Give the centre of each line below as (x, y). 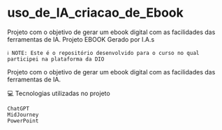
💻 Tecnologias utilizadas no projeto (59, 93)
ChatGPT (18, 108)
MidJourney (23, 115)
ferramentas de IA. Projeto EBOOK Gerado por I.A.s (81, 39)
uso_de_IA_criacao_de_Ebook (95, 13)
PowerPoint (23, 121)
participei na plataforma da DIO (56, 59)
